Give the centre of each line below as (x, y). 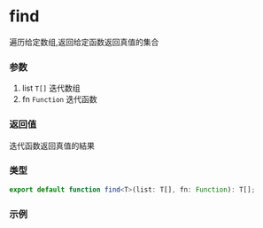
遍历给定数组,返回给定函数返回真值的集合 (84, 42)
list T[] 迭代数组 (51, 88)
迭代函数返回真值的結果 (52, 145)
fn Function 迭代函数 (59, 99)
